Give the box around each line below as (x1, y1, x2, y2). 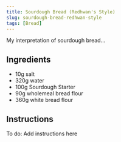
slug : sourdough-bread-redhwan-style (6, 15, 102, 21)
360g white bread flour (15, 96, 73, 104)
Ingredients (6, 54, 51, 64)
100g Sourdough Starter (15, 83, 76, 91)
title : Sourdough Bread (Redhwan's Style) (6, 8, 116, 15)
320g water (15, 77, 44, 84)
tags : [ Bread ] (6, 20, 43, 26)
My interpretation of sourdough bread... (6, 37, 106, 44)
